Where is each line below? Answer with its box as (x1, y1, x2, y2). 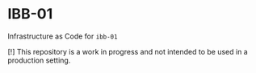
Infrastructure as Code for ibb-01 (7, 31, 118, 41)
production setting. (7, 55, 71, 65)
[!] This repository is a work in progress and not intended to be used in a (7, 47, 248, 56)
